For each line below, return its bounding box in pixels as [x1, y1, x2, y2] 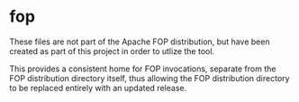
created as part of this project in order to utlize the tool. [9, 45, 214, 56]
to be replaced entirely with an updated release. [9, 82, 187, 93]
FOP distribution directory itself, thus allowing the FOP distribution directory [9, 72, 290, 83]
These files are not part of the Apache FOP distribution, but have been [9, 36, 270, 47]
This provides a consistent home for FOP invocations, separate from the [9, 63, 276, 74]
